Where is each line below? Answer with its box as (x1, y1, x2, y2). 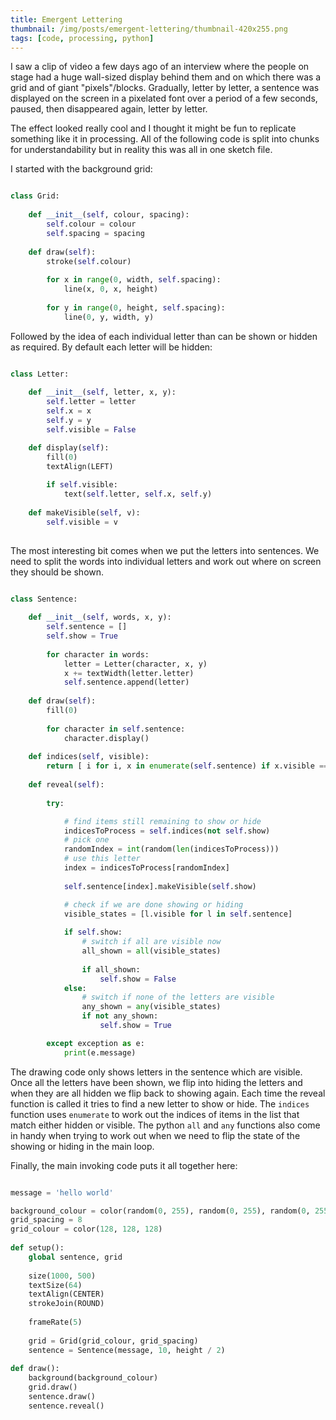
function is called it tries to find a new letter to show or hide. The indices (10, 1097, 310, 1110)
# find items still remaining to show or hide (63, 816, 262, 826)
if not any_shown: (81, 1011, 159, 1021)
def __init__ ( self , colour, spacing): (28, 210, 190, 220)
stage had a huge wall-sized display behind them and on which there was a (10, 71, 322, 83)
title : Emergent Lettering (10, 14, 123, 25)
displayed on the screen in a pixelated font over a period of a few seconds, (10, 92, 318, 105)
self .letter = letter (46, 397, 137, 407)
